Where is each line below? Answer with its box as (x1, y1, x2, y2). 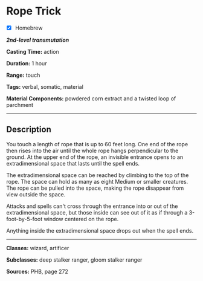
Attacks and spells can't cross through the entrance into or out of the (6, 202, 178, 210)
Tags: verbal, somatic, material (6, 83, 83, 90)
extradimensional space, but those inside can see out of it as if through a (6, 208, 188, 216)
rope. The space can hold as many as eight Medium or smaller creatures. (6, 178, 188, 185)
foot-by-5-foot (6, 215, 43, 222)
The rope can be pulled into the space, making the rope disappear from (6, 184, 184, 192)
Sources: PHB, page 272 (6, 268, 68, 275)
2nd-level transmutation (6, 36, 69, 44)
